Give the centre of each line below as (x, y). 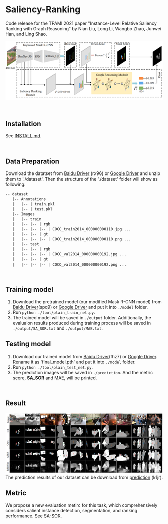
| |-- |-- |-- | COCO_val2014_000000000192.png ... (69, 265)
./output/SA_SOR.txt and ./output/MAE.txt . (58, 328)
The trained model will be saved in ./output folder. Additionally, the (82, 317)
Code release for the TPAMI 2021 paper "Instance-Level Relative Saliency (81, 23)
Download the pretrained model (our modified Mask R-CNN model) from (87, 301)
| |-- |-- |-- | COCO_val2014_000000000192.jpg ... (69, 254)
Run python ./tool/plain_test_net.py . (53, 367)
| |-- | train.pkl (33, 204)
